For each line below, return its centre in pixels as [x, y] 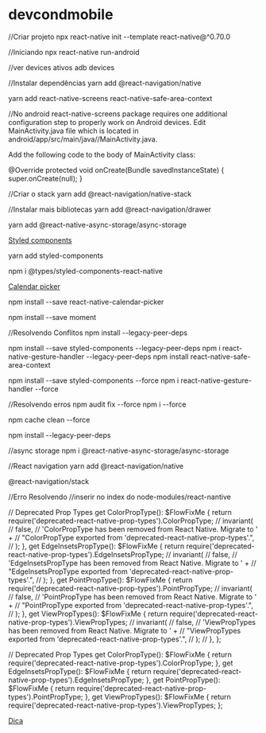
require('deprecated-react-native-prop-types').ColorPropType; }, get [121, 663]
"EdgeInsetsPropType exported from [68, 571]
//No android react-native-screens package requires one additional [118, 114]
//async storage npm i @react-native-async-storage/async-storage [119, 450]
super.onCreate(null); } [46, 178]
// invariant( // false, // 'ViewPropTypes [193, 622]
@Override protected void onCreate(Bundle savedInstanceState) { [116, 170]
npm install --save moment [52, 317]
